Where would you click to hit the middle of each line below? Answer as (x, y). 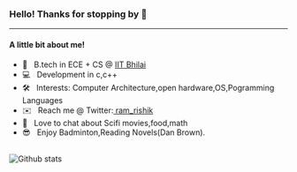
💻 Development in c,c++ (69, 74)
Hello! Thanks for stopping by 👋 (78, 14)
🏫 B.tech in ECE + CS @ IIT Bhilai (84, 64)
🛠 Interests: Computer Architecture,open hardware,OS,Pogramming (148, 87)
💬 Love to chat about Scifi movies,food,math (105, 123)
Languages (42, 100)
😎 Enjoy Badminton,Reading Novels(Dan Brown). (114, 132)
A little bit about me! (47, 44)
